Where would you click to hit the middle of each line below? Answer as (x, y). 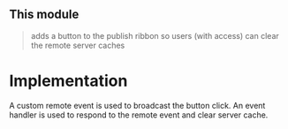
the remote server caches (78, 45)
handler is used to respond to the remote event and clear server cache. (139, 115)
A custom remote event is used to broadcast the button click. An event (137, 105)
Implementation (68, 81)
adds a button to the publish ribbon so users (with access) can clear (155, 35)
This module (44, 15)
